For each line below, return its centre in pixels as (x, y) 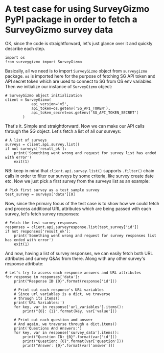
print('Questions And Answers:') (48, 328)
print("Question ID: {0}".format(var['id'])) (70, 337)
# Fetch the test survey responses (41, 223)
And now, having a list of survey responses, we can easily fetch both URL (79, 253)
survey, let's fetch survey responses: (42, 213)
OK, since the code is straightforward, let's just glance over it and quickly (79, 43)
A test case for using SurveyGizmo (77, 9)
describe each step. (25, 48)
